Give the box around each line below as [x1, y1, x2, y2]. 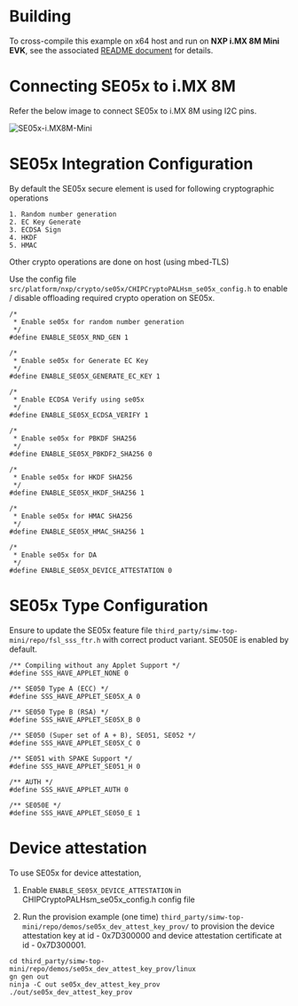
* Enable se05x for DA [12, 551, 98, 559]
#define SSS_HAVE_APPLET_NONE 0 [9, 669, 129, 677]
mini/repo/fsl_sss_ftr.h [9, 636, 101, 645]
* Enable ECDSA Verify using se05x [12, 395, 145, 404]
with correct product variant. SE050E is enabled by [102, 634, 289, 645]
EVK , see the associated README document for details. [9, 44, 214, 55]
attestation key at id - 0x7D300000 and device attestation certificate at [21, 930, 282, 940]
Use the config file [9, 273, 77, 284]
